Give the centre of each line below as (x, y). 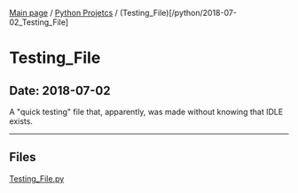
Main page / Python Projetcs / (63, 13)
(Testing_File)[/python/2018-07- (178, 13)
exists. (21, 121)
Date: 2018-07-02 (60, 91)
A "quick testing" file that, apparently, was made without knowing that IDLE (146, 112)
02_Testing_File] (39, 22)
